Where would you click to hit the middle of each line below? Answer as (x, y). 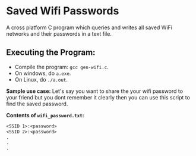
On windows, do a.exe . (43, 73)
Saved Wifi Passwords (63, 11)
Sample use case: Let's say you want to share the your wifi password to (94, 91)
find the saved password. (37, 104)
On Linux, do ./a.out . (41, 79)
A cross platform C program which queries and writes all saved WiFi (89, 27)
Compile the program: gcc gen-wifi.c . (61, 67)
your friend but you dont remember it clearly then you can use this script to (98, 97)
